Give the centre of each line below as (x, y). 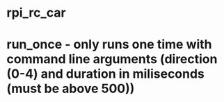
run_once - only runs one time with (110, 45)
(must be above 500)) (71, 89)
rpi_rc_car (37, 13)
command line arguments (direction (112, 59)
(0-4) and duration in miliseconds (105, 74)
